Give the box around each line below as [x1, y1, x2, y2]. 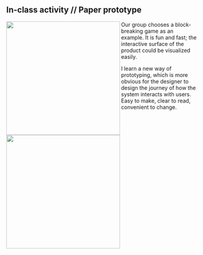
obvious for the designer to [121, 78, 189, 85]
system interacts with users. [121, 90, 191, 98]
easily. [121, 53, 138, 60]
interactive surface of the [121, 40, 184, 47]
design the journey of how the [121, 84, 196, 91]
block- [175, 21, 191, 28]
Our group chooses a [121, 21, 174, 28]
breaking [121, 27, 144, 35]
